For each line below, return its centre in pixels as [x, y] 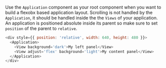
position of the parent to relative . [41, 28]
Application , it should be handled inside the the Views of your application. [81, 18]
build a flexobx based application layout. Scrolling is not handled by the [79, 12]
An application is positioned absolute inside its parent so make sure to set [81, 23]
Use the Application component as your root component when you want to [83, 7]
